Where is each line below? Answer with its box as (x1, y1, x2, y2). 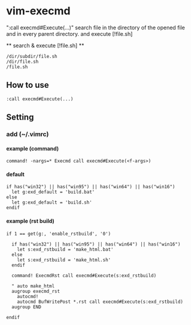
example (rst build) (6, 217, 55, 225)
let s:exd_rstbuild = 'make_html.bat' (17, 246, 114, 252)
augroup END (11, 303, 42, 310)
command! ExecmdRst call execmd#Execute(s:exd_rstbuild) (11, 272, 157, 278)
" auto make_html (11, 283, 55, 289)
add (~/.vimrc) (6, 130, 49, 139)
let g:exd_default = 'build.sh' (11, 200, 93, 206)
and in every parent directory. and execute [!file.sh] (6, 30, 133, 37)
